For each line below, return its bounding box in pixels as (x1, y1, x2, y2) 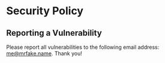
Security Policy (6, 4, 84, 18)
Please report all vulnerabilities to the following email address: (6, 43, 160, 51)
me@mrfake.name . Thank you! (6, 50, 82, 57)
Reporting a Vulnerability (6, 28, 102, 38)
